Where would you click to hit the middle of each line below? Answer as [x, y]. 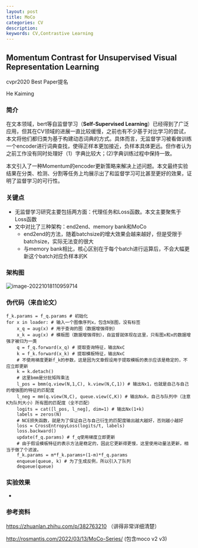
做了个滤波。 [28, 450]
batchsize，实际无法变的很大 [59, 241]
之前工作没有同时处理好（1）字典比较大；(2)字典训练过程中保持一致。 [91, 154]
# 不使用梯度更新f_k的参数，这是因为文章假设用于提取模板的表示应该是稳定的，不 [102, 360]
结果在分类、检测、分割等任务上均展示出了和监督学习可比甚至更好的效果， [96, 174]
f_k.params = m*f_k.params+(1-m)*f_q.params [72, 455]
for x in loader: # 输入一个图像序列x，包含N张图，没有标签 [73, 323]
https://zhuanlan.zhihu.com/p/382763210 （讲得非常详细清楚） [83, 526]
